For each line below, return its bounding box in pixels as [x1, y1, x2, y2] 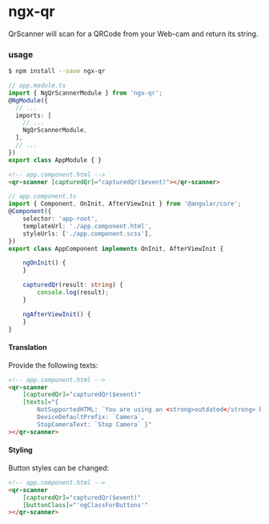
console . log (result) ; [37, 288, 110, 296]
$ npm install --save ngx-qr [8, 67, 106, 75]
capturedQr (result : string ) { [22, 281, 124, 289]
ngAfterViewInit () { [22, 310, 91, 318]
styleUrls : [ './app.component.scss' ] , [22, 229, 152, 238]
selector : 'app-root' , [22, 215, 98, 223]
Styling [8, 445, 34, 455]
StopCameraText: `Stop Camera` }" [37, 420, 152, 429]
